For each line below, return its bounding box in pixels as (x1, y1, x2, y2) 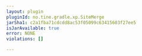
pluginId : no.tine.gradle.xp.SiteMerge (6, 14, 105, 20)
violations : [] (6, 36, 44, 42)
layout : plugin (6, 8, 44, 15)
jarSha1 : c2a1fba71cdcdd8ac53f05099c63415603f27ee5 (6, 19, 136, 25)
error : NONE (6, 31, 35, 37)
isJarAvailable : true (6, 25, 60, 31)
